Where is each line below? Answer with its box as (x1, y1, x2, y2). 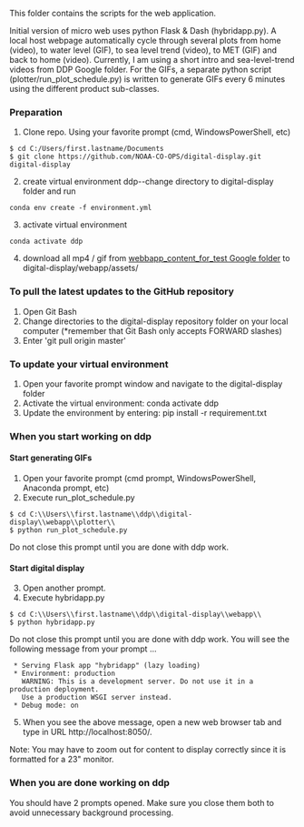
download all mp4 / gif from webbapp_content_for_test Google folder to (22, 253, 290, 264)
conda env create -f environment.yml (9, 204, 152, 213)
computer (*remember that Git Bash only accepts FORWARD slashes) (22, 325, 283, 336)
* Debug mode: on (13, 701, 79, 711)
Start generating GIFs (9, 452, 93, 463)
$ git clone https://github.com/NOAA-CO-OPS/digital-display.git (9, 152, 261, 162)
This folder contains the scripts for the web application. (9, 8, 216, 18)
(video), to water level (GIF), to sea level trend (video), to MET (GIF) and (9, 45, 278, 55)
